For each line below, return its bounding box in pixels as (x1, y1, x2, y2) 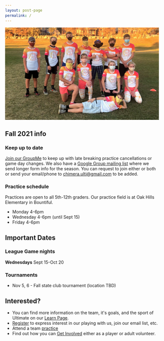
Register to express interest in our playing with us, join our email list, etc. (12, 320, 158, 326)
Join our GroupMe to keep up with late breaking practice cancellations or (5, 155, 152, 161)
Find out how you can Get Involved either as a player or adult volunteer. (12, 330, 156, 336)
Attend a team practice (12, 325, 59, 331)
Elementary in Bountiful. (5, 200, 54, 205)
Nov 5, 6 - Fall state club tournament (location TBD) (12, 283, 116, 289)
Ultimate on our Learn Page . (12, 315, 69, 320)
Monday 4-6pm (12, 209, 44, 215)
